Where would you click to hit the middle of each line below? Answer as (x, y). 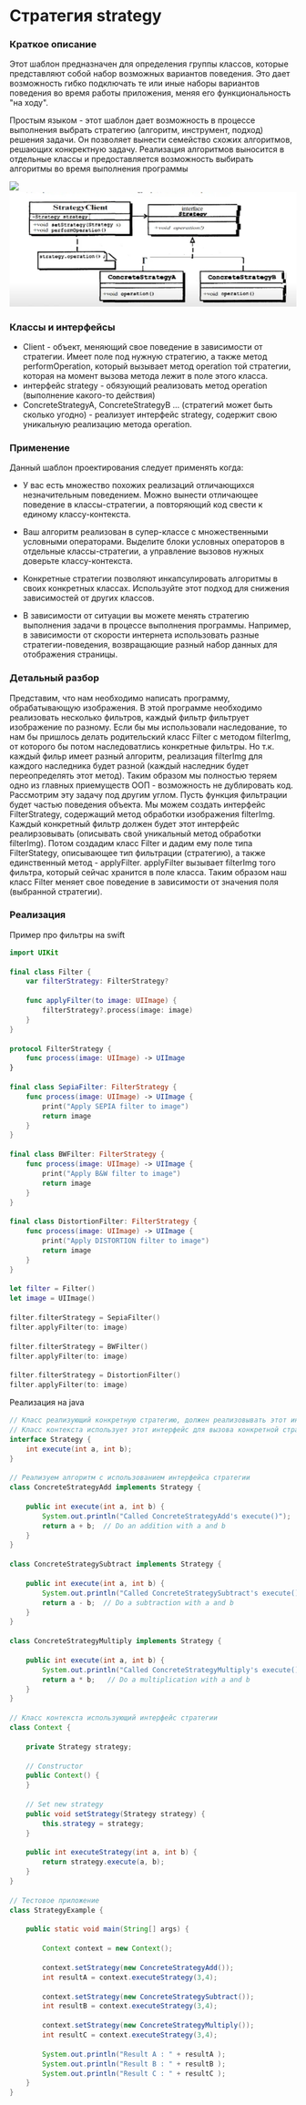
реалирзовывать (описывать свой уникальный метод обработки (135, 833)
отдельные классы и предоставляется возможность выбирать (132, 159)
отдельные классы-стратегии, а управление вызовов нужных (143, 551)
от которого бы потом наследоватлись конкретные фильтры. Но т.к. (142, 746)
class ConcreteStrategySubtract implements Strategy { (116, 1564)
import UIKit (34, 953)
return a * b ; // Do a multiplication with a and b (146, 1680)
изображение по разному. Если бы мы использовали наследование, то (148, 727)
